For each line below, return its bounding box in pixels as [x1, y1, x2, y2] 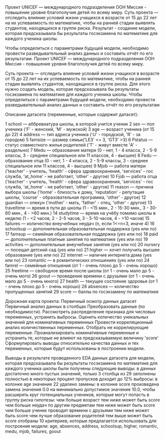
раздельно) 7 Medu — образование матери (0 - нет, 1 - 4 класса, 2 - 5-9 [5, 147, 157, 153]
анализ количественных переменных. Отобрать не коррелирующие [5, 325, 149, 330]
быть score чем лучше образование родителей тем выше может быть [5, 413, 153, 418]
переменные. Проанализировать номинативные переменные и [5, 330, 139, 335]
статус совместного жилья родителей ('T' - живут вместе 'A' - [5, 142, 137, 147]
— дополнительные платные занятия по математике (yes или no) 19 [5, 236, 148, 242]
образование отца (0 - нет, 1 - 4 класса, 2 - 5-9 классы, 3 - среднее [5, 158, 148, 163]
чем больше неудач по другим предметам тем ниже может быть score [5, 402, 155, 408]
